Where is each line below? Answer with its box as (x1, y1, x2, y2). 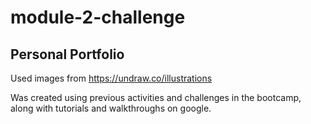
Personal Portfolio (10, 46, 125, 63)
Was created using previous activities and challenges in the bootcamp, (10, 92, 302, 103)
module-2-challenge (10, 6, 186, 29)
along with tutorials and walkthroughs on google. (10, 102, 212, 114)
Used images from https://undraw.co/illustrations (10, 72, 213, 84)
